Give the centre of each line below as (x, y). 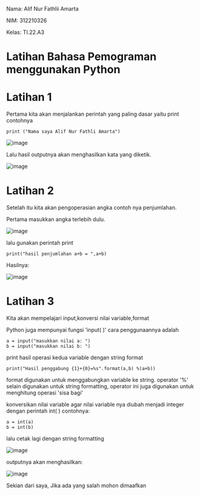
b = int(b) (20, 427)
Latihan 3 (30, 301)
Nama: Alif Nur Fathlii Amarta (42, 9)
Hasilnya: (18, 265)
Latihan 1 (29, 97)
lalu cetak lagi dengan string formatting (55, 438)
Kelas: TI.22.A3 (25, 32)
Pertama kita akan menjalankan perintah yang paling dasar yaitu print (93, 114)
